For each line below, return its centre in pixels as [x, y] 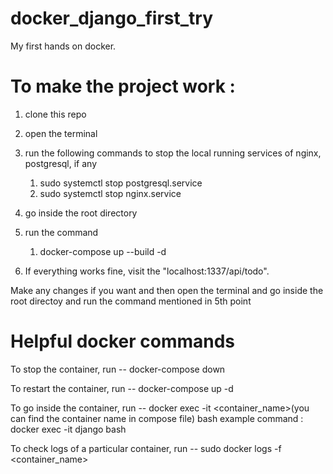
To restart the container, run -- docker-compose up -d [122, 388]
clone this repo [55, 114]
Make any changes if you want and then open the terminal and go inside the [167, 290]
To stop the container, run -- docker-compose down [118, 369]
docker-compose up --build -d [103, 251]
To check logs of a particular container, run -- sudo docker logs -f [146, 448]
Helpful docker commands [123, 341]
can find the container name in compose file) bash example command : [157, 418]
